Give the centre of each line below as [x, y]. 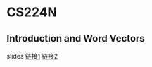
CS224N [32, 12]
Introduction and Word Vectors [76, 38]
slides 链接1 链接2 [32, 56]
